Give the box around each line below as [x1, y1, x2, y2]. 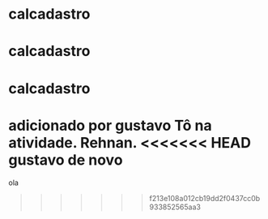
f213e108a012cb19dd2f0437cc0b [149, 193, 261, 203]
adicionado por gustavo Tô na [8, 116, 212, 135]
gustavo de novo [8, 151, 123, 169]
